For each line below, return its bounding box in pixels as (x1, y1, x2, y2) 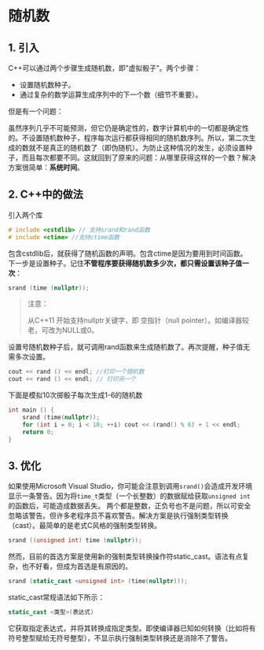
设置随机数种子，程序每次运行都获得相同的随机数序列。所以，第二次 (28, 133, 249, 142)
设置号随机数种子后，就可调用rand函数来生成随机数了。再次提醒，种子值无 (8, 342, 250, 352)
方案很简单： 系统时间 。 (8, 163, 84, 172)
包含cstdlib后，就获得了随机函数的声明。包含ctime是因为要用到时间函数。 (8, 249, 247, 258)
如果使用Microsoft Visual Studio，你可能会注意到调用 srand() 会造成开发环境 (8, 482, 253, 491)
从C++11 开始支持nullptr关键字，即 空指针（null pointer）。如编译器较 (27, 316, 250, 325)
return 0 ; (22, 428, 55, 436)
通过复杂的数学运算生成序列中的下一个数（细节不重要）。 (19, 90, 203, 99)
